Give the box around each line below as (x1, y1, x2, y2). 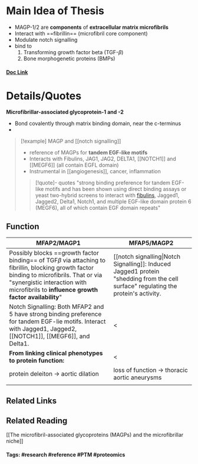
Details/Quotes (6, 89, 81, 103)
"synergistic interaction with (9, 278, 87, 287)
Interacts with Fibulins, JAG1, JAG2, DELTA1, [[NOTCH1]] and (29, 155, 177, 163)
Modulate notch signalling (14, 36, 78, 43)
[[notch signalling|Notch (113, 252, 181, 261)
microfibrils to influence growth (9, 286, 98, 294)
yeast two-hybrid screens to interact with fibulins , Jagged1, (35, 192, 180, 199)
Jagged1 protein (113, 267, 160, 275)
